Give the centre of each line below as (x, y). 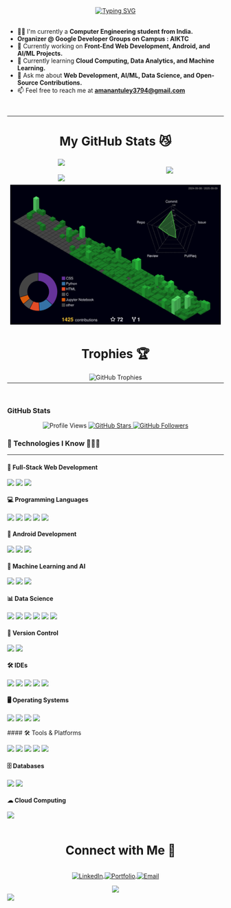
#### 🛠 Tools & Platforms (44, 733)
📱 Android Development (42, 534)
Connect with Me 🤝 (121, 850)
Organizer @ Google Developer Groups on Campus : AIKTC (103, 39)
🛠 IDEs (18, 665)
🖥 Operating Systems (38, 700)
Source (28, 83)
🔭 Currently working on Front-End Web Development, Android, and (113, 46)
